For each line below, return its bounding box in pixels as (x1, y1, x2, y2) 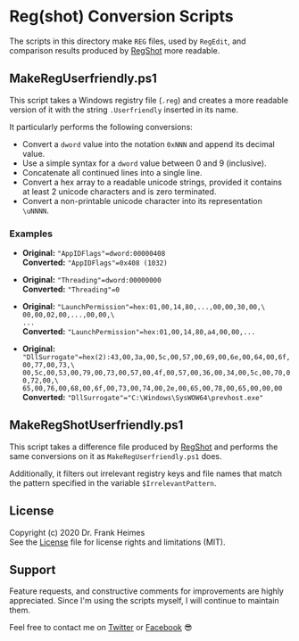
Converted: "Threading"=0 (21, 284, 120, 295)
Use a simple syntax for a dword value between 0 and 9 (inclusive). (21, 158, 267, 168)
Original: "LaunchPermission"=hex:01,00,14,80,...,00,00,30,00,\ (21, 301, 266, 312)
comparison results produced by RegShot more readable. (9, 45, 220, 55)
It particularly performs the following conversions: (9, 121, 194, 132)
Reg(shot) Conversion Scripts (9, 6, 234, 27)
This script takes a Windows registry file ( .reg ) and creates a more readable (9, 95, 288, 105)
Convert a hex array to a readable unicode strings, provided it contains (21, 177, 283, 187)
